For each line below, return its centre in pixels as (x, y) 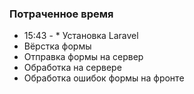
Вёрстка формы (57, 46)
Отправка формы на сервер (83, 57)
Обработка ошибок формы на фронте (104, 78)
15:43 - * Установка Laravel (81, 36)
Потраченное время (61, 14)
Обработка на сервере (72, 68)
